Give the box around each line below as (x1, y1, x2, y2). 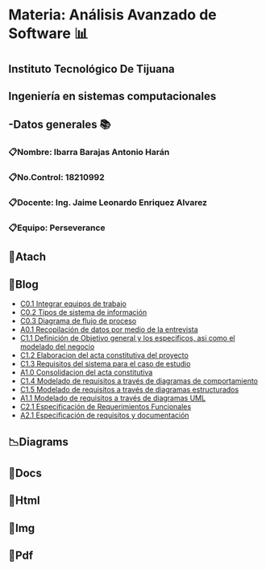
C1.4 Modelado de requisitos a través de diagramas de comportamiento (19, 376, 258, 386)
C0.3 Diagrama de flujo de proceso (19, 316, 137, 326)
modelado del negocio (19, 342, 95, 352)
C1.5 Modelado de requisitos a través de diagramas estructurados (19, 385, 239, 395)
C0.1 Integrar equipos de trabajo (19, 299, 127, 308)
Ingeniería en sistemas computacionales (8, 89, 217, 103)
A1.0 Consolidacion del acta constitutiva (19, 367, 153, 377)
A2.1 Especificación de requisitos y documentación (19, 410, 189, 421)
